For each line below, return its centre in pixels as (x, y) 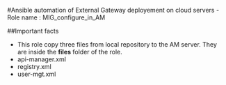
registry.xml (34, 67)
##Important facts (33, 31)
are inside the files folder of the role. (70, 52)
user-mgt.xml (37, 74)
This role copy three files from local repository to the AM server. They (117, 44)
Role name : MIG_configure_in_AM (56, 17)
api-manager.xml (41, 59)
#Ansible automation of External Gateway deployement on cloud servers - (113, 10)
